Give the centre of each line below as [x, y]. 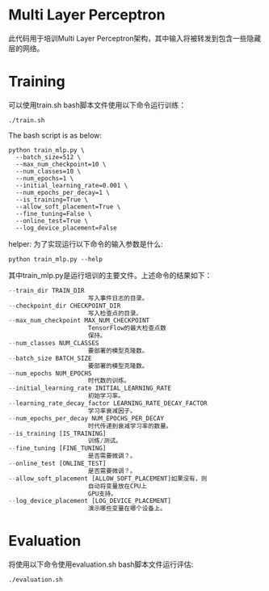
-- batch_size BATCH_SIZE [50, 358]
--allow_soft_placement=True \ [68, 207]
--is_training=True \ [52, 200]
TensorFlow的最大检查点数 [127, 328]
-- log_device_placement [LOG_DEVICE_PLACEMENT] [90, 501]
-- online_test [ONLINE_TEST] [57, 463]
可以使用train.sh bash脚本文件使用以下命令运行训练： [97, 105]
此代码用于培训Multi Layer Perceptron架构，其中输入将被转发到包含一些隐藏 [135, 38]
